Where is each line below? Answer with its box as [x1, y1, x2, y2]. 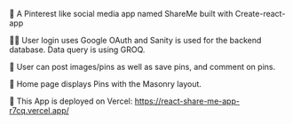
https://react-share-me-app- [134, 96, 240, 106]
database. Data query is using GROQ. [9, 44, 146, 55]
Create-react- [234, 9, 286, 19]
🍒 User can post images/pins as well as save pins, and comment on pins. [9, 62, 276, 72]
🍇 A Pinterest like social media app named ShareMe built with [9, 9, 234, 19]
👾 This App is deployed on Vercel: [9, 96, 133, 106]
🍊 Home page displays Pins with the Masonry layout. [9, 79, 202, 89]
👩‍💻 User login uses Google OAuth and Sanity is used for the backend [9, 35, 262, 45]
